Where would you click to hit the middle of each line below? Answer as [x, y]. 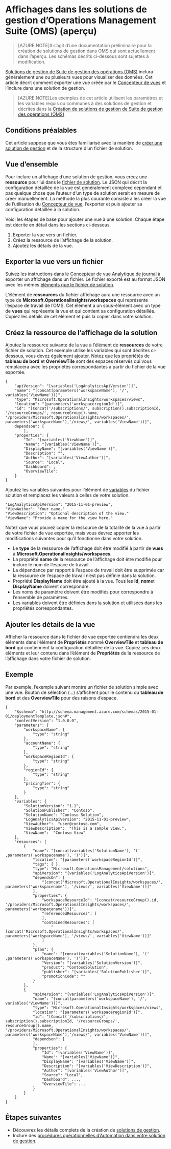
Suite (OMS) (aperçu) [51, 31]
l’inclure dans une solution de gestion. [45, 88]
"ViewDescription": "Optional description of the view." [67, 514]
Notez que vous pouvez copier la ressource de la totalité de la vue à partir [83, 528]
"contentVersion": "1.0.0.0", [47, 721]
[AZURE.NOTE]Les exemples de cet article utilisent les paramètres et [90, 98]
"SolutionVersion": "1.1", [52, 806]
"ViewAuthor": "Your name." [35, 509]
